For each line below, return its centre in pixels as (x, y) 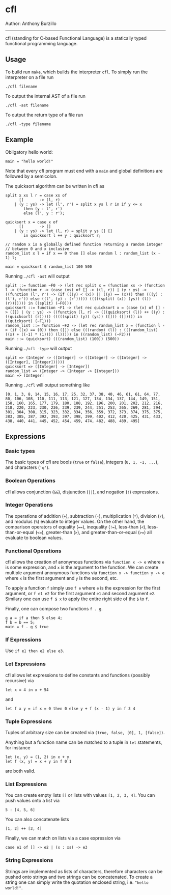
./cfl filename (21, 87)
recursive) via (20, 680)
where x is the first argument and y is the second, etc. (62, 578)
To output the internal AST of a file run (45, 96)
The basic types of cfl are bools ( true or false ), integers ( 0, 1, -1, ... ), (82, 462)
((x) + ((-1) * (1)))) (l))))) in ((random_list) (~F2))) (68, 334)
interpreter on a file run (30, 77)
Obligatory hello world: (29, 152)
